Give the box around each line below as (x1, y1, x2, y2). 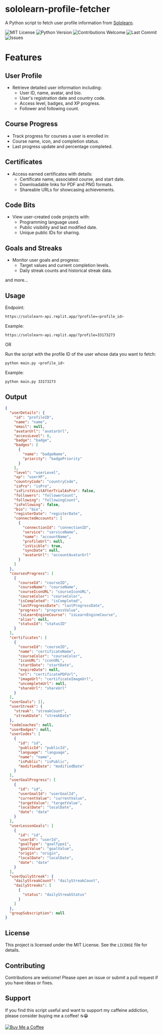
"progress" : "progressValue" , (18, 608, 80, 613)
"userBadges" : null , (9, 727, 52, 732)
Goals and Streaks (5, 244, 62, 252)
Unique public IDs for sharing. (19, 230, 80, 235)
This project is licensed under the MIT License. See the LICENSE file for (5, 942, 147, 948)
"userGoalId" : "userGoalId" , (18, 791, 78, 796)
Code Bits (5, 201, 36, 209)
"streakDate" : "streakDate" (14, 713, 71, 718)
